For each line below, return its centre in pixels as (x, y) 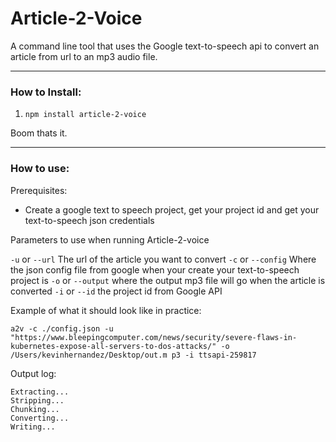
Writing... (33, 427)
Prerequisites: (39, 190)
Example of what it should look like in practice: (106, 310)
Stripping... (37, 400)
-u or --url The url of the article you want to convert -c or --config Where (163, 259)
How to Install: (46, 92)
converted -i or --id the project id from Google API (116, 291)
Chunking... (35, 409)
